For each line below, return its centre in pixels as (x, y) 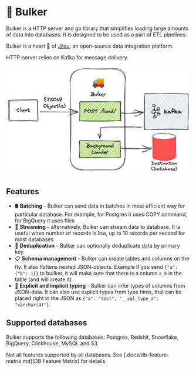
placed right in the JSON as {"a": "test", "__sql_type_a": (87, 298)
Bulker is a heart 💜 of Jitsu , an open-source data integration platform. (90, 46)
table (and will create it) (43, 279)
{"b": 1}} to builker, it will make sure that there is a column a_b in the (98, 274)
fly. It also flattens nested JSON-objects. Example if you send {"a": (96, 267)
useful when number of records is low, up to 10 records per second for (100, 233)
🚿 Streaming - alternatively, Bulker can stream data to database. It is (97, 227)
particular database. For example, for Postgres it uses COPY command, (101, 215)
